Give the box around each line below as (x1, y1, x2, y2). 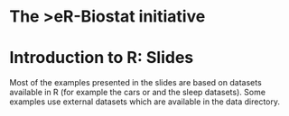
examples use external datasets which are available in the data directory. (9, 96, 280, 107)
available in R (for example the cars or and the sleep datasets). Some (9, 87, 266, 98)
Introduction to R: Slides (9, 48, 194, 68)
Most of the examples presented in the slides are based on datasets (9, 77, 262, 88)
